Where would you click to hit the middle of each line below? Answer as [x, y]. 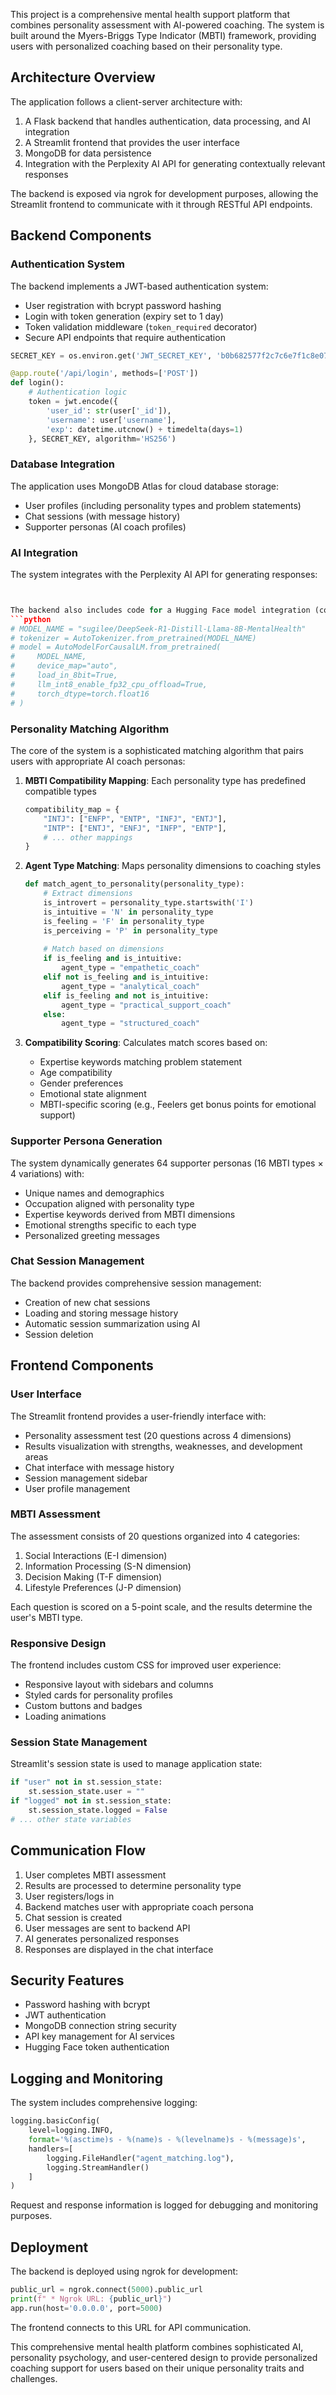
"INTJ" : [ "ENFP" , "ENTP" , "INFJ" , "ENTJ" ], [135, 819]
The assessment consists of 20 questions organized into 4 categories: [155, 1536]
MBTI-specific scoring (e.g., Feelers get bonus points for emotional [178, 1105]
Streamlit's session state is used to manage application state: [136, 1764]
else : [55, 1014]
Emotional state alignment [93, 1094]
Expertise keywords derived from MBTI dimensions [130, 1214]
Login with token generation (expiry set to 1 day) [124, 316]
